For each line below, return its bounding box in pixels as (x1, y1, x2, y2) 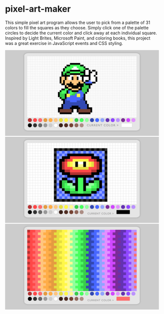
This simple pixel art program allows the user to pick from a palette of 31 (5, 20, 150, 25)
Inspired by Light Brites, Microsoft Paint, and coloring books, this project (5, 35, 150, 41)
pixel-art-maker (5, 3, 71, 15)
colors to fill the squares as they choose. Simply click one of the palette (5, 24, 149, 30)
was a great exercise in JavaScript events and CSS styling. (5, 40, 123, 46)
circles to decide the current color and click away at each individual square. (5, 30, 157, 36)
